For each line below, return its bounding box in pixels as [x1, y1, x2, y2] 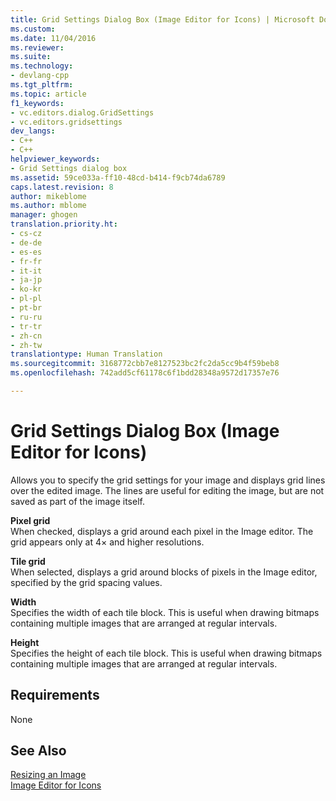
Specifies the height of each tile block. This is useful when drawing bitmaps [10, 647, 323, 659]
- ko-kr [10, 284, 43, 295]
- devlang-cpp [10, 71, 70, 81]
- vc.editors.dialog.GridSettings [10, 107, 155, 118]
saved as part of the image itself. [10, 495, 145, 507]
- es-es [10, 247, 43, 257]
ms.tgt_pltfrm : [10, 80, 74, 90]
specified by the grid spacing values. [10, 576, 163, 588]
